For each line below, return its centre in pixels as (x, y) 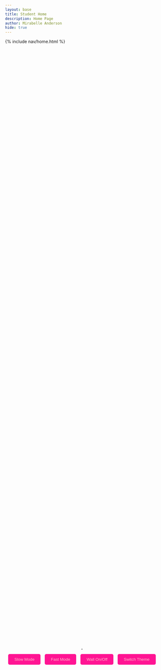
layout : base (18, 10)
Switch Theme (137, 659)
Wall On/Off (97, 659)
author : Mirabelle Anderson (34, 23)
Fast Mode (61, 659)
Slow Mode (25, 659)
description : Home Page (29, 19)
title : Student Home (26, 14)
